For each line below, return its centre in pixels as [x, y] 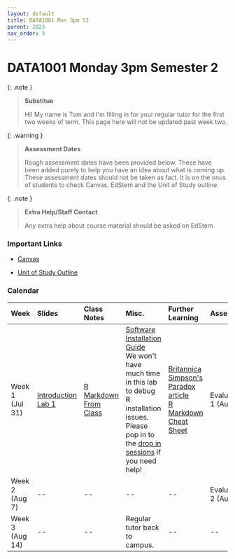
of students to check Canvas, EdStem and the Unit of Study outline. [121, 185]
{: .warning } [25, 136]
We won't [141, 356]
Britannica [185, 368]
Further [181, 309]
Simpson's [185, 378]
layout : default [31, 14]
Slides [48, 313]
